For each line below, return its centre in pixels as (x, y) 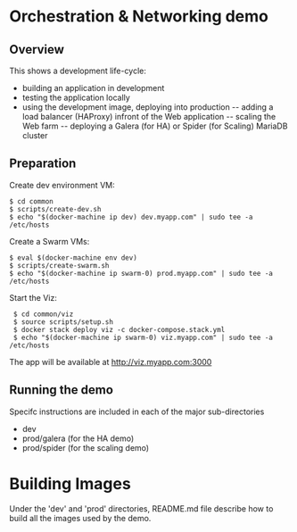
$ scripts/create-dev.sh (55, 209)
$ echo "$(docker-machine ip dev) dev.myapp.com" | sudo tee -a (131, 217)
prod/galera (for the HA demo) (78, 438)
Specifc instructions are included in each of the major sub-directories (137, 411)
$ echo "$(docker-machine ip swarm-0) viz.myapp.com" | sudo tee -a (143, 337)
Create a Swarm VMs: (49, 241)
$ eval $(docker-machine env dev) (74, 258)
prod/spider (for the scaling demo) (86, 447)
